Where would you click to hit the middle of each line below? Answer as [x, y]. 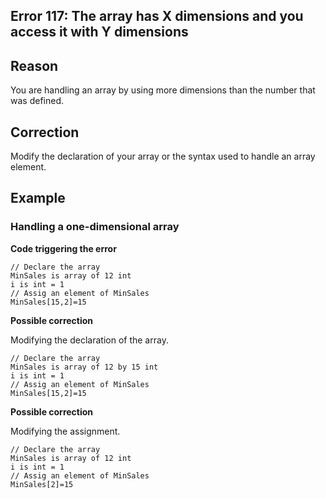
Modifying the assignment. [65, 431]
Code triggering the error [63, 248]
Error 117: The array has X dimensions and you [157, 16]
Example [38, 198]
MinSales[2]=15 [42, 484]
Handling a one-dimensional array [95, 227]
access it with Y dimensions [99, 32]
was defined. [37, 101]
